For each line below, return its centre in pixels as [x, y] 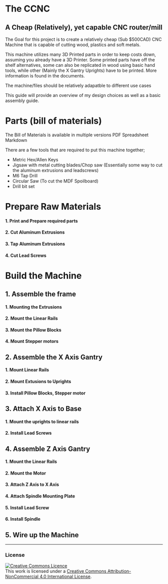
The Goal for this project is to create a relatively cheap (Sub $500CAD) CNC [83, 39]
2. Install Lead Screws [28, 433]
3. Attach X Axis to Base [43, 409]
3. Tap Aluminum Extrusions [35, 244]
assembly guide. [22, 101]
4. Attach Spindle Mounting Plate [40, 496]
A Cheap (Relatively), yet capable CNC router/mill [84, 27]
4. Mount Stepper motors [32, 341]
